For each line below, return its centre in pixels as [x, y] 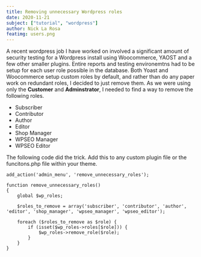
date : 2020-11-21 [28, 17]
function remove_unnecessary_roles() [54, 186]
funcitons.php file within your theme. [52, 164]
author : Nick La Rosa [33, 29]
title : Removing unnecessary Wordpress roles [64, 12]
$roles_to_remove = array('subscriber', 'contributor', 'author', [102, 207]
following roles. [25, 96]
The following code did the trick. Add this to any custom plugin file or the [97, 157]
